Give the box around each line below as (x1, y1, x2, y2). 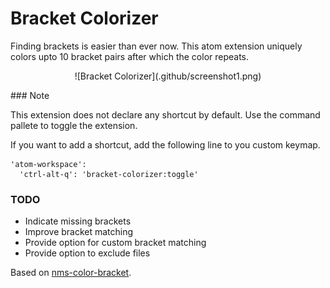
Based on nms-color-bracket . (10, 267, 132, 279)
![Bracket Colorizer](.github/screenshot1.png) (74, 70, 262, 82)
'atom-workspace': (10, 159, 87, 169)
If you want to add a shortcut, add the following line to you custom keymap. (10, 138, 321, 151)
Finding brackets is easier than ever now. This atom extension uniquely (10, 40, 303, 52)
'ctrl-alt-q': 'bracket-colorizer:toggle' (19, 169, 199, 179)
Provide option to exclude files (24, 247, 151, 259)
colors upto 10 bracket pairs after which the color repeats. (10, 50, 250, 62)
